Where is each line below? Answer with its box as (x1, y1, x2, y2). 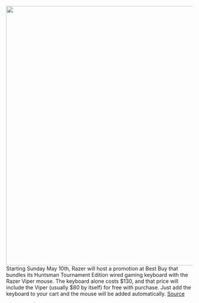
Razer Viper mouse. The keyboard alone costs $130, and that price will (6, 278, 179, 285)
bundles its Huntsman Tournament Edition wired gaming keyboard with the (6, 272, 188, 278)
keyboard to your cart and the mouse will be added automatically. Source (6, 291, 185, 297)
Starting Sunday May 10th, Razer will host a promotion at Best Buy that (6, 265, 179, 272)
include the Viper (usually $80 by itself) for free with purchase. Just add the (6, 284, 191, 291)
